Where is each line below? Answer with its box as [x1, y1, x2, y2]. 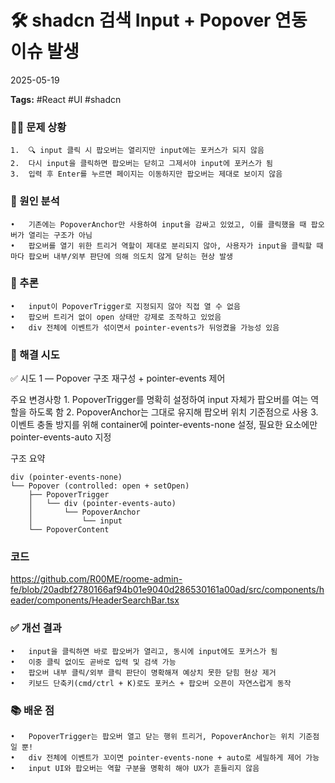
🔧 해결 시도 [10, 347, 60, 361]
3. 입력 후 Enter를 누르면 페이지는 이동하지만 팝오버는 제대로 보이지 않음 [10, 169, 283, 180]
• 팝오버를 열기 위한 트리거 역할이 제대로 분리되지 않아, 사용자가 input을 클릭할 [10, 241, 313, 251]
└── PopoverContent [28, 525, 110, 535]
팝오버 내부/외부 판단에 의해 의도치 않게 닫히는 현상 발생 [28, 251, 234, 261]
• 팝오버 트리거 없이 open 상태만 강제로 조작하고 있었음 [10, 312, 222, 322]
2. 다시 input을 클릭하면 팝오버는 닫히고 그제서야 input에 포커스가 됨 [10, 159, 274, 169]
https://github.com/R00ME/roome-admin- [10, 573, 183, 585]
